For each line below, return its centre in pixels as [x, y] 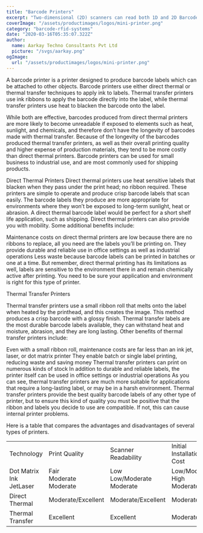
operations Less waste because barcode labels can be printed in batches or [101, 256]
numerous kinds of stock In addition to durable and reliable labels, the [93, 368]
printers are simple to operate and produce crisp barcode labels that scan [98, 193]
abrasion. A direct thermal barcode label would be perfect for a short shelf [99, 212]
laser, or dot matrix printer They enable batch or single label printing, [92, 356]
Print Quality [66, 453]
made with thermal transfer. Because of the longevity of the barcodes [93, 136]
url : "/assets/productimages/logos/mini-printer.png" [81, 62]
